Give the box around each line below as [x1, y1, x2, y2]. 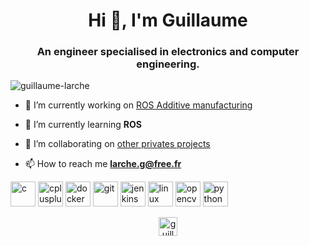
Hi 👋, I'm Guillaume [88, 9, 248, 32]
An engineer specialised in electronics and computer [36, 45, 300, 59]
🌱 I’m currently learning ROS [24, 119, 142, 131]
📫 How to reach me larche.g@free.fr [24, 158, 182, 170]
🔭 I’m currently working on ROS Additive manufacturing [24, 99, 253, 111]
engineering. [136, 57, 200, 71]
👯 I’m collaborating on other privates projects [24, 138, 211, 150]
